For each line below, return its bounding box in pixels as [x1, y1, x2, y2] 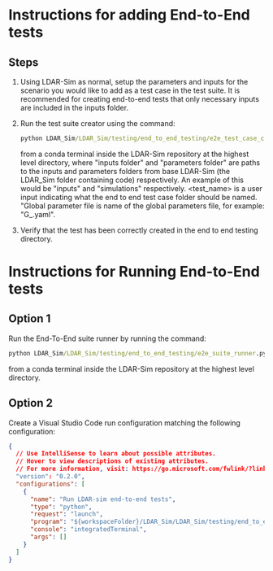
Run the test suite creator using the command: [19, 119, 176, 128]
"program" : [29, 518, 67, 526]
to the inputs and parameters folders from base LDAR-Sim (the [19, 166, 230, 176]
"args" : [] [29, 533, 67, 542]
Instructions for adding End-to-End [8, 6, 250, 24]
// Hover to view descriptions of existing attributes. [15, 457, 209, 465]
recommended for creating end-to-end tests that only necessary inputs [19, 94, 260, 103]
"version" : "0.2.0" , [15, 473, 85, 481]
